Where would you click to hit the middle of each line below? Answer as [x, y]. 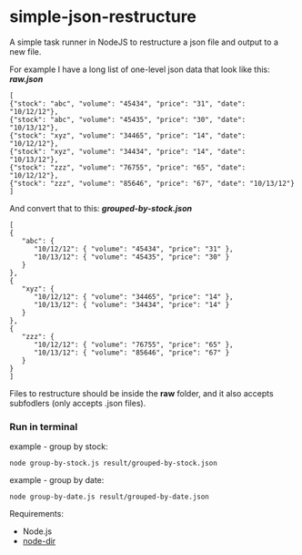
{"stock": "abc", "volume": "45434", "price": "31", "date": [128, 103]
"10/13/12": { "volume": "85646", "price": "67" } [131, 353]
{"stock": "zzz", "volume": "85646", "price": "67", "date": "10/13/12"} [152, 183]
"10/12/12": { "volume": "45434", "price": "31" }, [133, 249]
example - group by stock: [59, 447]
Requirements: [36, 514]
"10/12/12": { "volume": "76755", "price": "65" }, [133, 344]
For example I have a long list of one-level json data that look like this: [140, 69]
